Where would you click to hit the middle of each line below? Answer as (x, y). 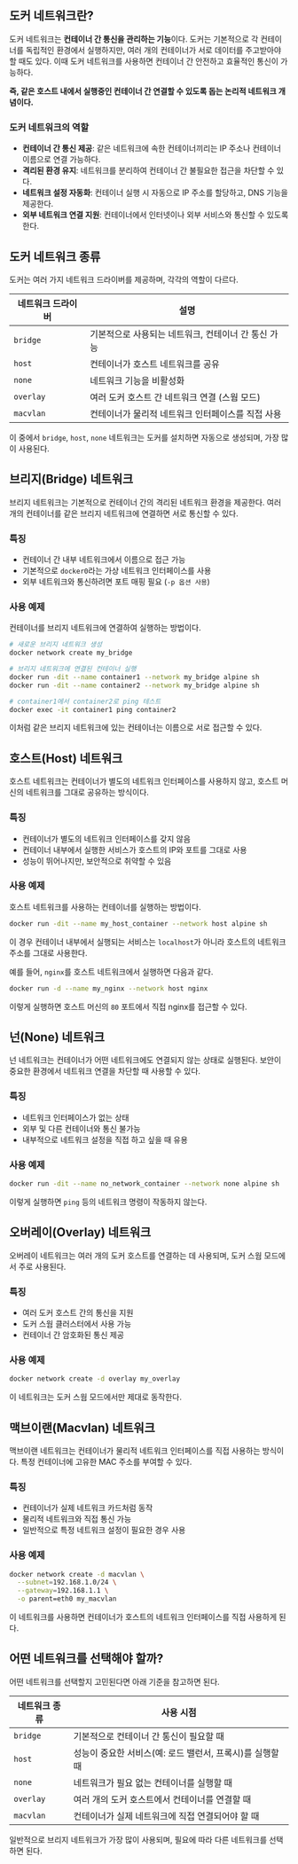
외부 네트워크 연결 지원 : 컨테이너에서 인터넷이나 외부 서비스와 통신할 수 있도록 (155, 215)
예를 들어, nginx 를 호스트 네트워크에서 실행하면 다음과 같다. (111, 971)
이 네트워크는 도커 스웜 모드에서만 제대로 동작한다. (96, 1397)
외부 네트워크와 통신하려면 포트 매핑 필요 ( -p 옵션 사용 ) (116, 582)
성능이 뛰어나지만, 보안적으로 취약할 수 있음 (97, 861)
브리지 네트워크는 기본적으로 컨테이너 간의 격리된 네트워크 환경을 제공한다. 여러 (145, 502)
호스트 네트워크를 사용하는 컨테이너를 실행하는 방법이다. (105, 906)
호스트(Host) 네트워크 (66, 758)
